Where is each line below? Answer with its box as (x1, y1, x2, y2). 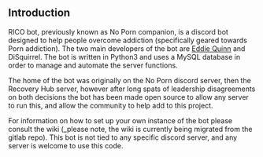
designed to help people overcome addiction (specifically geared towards (8, 35, 248, 45)
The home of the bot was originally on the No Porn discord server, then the (8, 75, 252, 85)
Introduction (8, 6, 71, 20)
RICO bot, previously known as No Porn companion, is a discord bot (8, 27, 228, 36)
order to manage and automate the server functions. (8, 60, 179, 70)
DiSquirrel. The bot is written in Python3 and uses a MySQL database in (8, 52, 241, 61)
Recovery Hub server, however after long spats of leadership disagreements (8, 84, 256, 93)
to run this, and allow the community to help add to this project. (8, 100, 214, 110)
